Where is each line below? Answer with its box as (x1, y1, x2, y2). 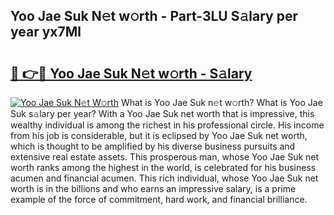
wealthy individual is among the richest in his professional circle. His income (10, 119, 325, 131)
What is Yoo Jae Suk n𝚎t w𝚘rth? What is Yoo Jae (120, 97, 323, 108)
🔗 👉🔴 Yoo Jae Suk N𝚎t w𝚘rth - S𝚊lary (10, 65, 253, 82)
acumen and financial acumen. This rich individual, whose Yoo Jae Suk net (10, 172, 319, 184)
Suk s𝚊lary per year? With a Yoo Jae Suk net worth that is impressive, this (10, 108, 315, 119)
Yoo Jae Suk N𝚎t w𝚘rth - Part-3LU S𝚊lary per (10, 8, 298, 25)
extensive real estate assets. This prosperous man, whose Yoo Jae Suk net (10, 151, 320, 163)
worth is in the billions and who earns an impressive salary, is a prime (10, 183, 297, 194)
